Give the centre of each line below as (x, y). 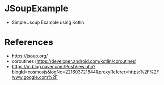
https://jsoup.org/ (30, 56)
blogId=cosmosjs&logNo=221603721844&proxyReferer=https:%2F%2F (85, 72)
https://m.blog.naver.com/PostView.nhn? (54, 66)
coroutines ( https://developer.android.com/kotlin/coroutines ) (74, 61)
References (29, 42)
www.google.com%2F (35, 77)
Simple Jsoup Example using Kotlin (48, 22)
